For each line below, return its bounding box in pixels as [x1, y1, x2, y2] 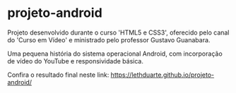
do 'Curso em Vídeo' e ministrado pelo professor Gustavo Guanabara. [7, 35, 211, 44]
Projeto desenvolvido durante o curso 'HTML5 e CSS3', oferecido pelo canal [7, 28, 230, 37]
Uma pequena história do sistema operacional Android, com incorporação [7, 49, 223, 58]
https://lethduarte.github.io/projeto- [110, 70, 215, 79]
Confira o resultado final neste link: [7, 70, 110, 79]
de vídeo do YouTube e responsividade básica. [7, 56, 143, 65]
